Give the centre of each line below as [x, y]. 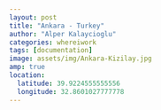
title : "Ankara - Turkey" [57, 26]
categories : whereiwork [53, 42]
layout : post [33, 17]
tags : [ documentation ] [51, 51]
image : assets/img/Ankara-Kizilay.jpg [80, 59]
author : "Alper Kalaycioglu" [63, 34]
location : [27, 75]
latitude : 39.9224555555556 [69, 83]
